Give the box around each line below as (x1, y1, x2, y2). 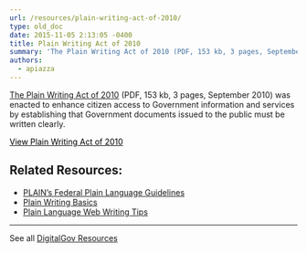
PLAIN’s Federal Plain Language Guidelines (22, 186, 185, 197)
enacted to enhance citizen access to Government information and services (9, 99, 295, 110)
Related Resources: (9, 163, 123, 178)
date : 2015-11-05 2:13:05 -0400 (9, 30, 132, 39)
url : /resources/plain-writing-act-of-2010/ (9, 13, 182, 23)
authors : (9, 56, 43, 65)
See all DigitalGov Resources (9, 232, 119, 243)
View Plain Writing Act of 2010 (9, 136, 123, 147)
